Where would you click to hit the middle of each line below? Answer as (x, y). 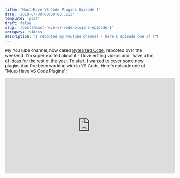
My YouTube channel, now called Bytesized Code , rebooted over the (74, 50)
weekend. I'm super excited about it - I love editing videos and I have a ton (79, 55)
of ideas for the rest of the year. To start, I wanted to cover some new (74, 61)
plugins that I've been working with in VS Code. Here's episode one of (75, 65)
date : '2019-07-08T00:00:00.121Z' (40, 14)
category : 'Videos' (25, 32)
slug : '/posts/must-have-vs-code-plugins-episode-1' (59, 28)
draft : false (18, 23)
